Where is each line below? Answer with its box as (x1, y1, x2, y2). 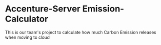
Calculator (5, 13, 48, 24)
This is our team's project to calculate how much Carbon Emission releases (5, 29, 157, 35)
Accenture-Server (5, 3, 80, 14)
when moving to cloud (5, 34, 50, 40)
